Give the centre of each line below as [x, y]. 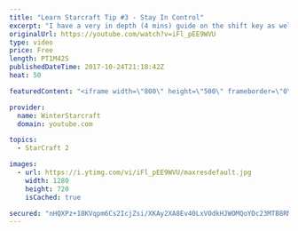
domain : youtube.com [55, 124]
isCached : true [53, 197]
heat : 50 [25, 76]
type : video [31, 42]
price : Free [31, 51]
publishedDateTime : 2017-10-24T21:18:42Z [87, 68]
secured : [25, 213]
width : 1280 [47, 180]
